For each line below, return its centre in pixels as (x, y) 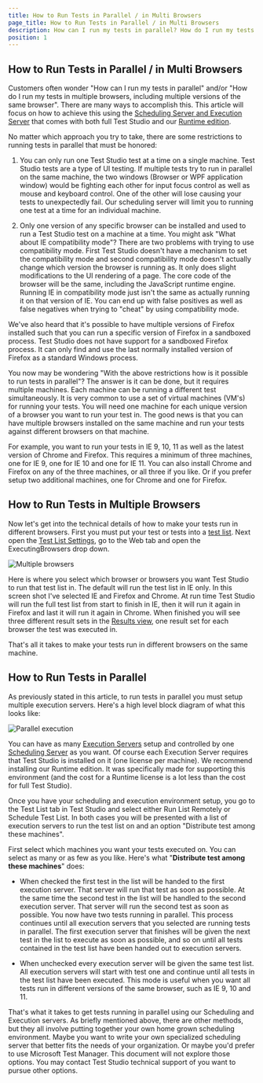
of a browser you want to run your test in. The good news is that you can (126, 415)
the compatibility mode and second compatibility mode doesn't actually (135, 259)
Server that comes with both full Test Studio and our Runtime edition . (120, 122)
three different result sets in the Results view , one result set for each (119, 621)
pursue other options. (43, 1070)
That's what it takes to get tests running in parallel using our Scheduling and (131, 1011)
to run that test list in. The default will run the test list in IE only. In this (121, 587)
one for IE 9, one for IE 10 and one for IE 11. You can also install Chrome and (130, 464)
